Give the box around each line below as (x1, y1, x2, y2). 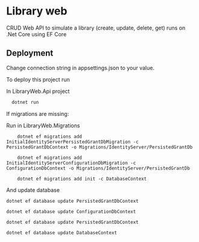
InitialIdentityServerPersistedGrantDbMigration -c (6, 139, 139, 145)
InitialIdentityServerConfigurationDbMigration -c (6, 160, 136, 166)
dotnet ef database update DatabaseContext (6, 229, 118, 236)
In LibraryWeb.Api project (6, 88, 70, 95)
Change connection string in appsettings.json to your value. (6, 64, 155, 71)
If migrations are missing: (6, 110, 69, 117)
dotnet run (11, 99, 39, 105)
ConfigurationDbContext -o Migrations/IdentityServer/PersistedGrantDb (6, 165, 190, 171)
